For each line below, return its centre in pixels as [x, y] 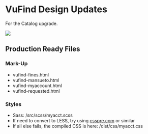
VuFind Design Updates [56, 9]
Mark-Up [17, 64]
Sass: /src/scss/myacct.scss [42, 115]
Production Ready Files [43, 49]
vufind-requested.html [36, 91]
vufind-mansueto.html [36, 80]
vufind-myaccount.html [37, 86]
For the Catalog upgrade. [32, 23]
